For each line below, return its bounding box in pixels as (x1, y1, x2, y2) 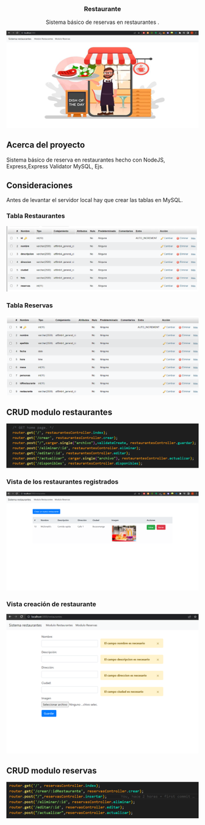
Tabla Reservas (6, 301, 53, 310)
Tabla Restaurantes (6, 212, 65, 220)
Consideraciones (6, 180, 73, 190)
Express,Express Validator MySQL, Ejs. (6, 162, 104, 170)
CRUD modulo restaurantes (6, 407, 113, 417)
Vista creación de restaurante (6, 600, 96, 608)
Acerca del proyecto (6, 140, 85, 151)
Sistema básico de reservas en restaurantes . (45, 18, 160, 26)
